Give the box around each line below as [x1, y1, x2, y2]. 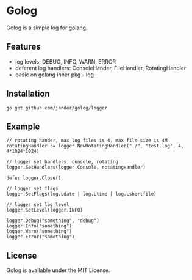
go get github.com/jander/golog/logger [6, 105, 108, 111]
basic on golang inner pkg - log [15, 71, 94, 78]
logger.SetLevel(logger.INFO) [6, 207, 84, 213]
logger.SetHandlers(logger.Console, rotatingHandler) [6, 164, 146, 171]
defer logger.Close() [6, 175, 62, 181]
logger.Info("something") [6, 223, 72, 229]
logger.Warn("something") [6, 229, 72, 235]
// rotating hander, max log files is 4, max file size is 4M [6, 138, 168, 144]
